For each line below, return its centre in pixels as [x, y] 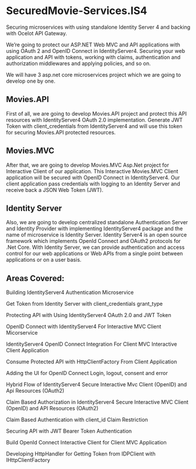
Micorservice [22, 333]
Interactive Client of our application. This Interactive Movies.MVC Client [92, 171]
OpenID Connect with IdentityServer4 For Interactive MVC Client [84, 326]
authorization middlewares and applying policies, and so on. [78, 63]
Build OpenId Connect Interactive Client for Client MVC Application [86, 443]
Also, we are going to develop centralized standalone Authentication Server [97, 222]
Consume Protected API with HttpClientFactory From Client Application [92, 362]
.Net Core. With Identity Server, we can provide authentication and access [95, 247]
